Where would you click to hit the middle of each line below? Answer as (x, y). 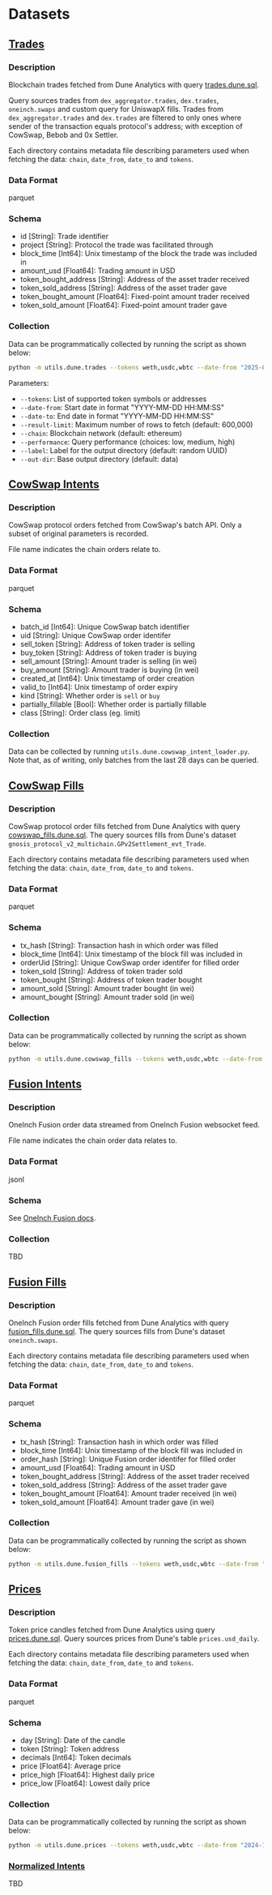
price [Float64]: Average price (70, 1766)
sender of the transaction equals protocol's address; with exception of (125, 126)
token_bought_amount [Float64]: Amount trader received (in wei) (128, 1493)
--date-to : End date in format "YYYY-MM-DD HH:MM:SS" (117, 416)
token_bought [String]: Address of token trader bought (111, 980)
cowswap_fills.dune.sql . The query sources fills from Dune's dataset (122, 835)
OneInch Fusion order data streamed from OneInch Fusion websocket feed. (134, 1125)
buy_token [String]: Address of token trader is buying (108, 652)
